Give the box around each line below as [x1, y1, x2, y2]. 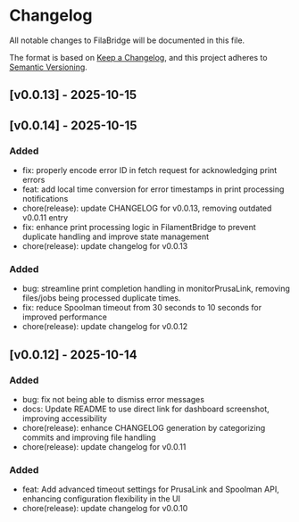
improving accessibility [21, 413, 107, 424]
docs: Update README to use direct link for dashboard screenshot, [21, 403, 270, 414]
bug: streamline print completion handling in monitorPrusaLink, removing [21, 283, 290, 294]
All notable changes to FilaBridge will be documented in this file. [9, 35, 245, 46]
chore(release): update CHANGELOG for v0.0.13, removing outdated [21, 203, 272, 214]
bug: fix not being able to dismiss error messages [21, 394, 205, 404]
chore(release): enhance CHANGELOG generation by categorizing [21, 423, 266, 433]
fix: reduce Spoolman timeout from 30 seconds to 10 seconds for [21, 302, 262, 313]
